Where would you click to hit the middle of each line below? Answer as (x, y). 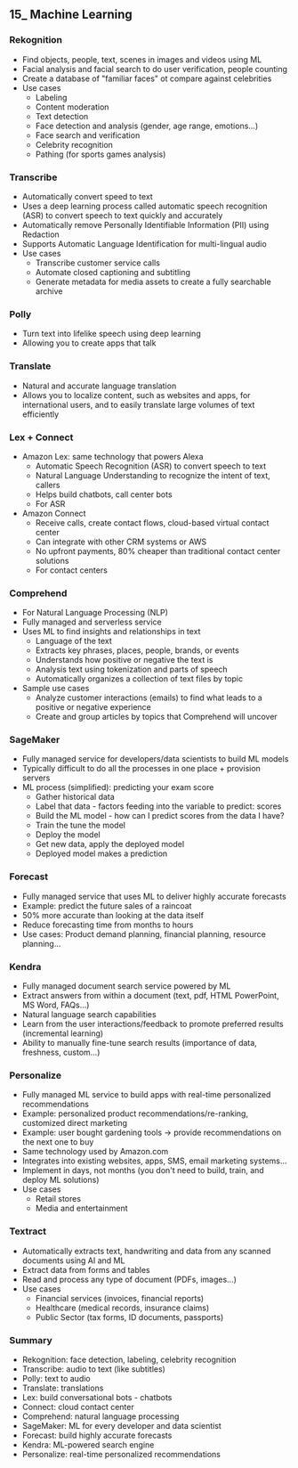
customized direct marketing (74, 1123)
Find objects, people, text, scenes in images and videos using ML (142, 59)
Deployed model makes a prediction (101, 853)
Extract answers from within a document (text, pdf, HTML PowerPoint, (150, 996)
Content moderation (72, 107)
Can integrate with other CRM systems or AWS (121, 542)
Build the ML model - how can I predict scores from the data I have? (160, 816)
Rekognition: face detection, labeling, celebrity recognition (129, 1359)
